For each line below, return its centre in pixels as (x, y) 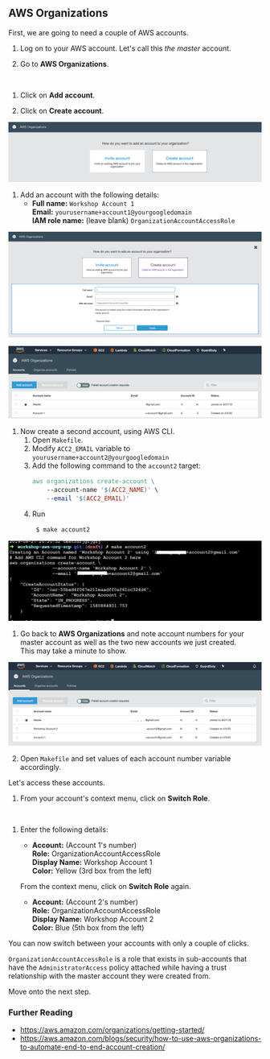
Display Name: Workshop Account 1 (92, 863)
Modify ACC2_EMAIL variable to (81, 449)
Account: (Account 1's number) (84, 846)
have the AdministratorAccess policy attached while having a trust (118, 968)
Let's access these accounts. (57, 783)
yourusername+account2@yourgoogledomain (100, 458)
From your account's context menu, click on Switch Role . (115, 798)
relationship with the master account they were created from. (110, 976)
